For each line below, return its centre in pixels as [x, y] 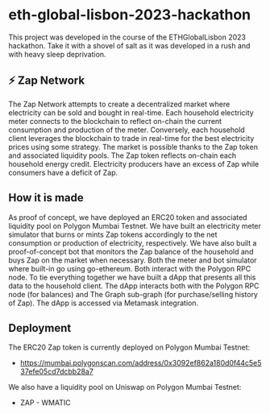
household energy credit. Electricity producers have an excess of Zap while [134, 164]
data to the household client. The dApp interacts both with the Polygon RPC [134, 286]
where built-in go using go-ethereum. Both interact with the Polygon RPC [130, 268]
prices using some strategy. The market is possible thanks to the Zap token [133, 147]
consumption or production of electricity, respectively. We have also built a [133, 242]
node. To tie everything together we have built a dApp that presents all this [132, 277]
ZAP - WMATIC [45, 403]
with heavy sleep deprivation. [57, 54]
